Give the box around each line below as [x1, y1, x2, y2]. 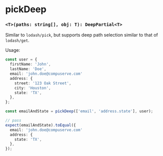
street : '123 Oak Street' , [14, 80, 72, 86]
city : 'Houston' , [14, 85, 51, 90]
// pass [5, 118, 22, 123]
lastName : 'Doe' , [10, 67, 47, 72]
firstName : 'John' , [10, 62, 51, 67]
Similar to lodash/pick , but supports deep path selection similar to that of [5, 32, 158, 38]
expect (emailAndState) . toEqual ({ [5, 122, 76, 128]
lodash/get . [5, 37, 29, 44]
